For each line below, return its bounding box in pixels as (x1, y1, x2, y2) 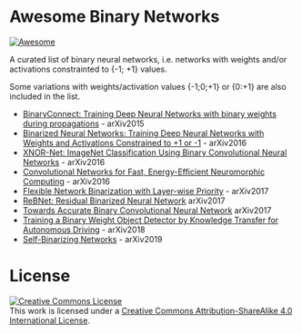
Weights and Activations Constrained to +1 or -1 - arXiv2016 (22, 137, 247, 148)
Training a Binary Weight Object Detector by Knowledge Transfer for (22, 214, 279, 225)
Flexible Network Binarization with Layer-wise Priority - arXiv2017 (22, 185, 269, 196)
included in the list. (9, 91, 80, 102)
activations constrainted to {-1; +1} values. (9, 64, 167, 74)
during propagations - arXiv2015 (22, 118, 145, 129)
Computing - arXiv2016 (22, 175, 111, 187)
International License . (9, 315, 91, 326)
